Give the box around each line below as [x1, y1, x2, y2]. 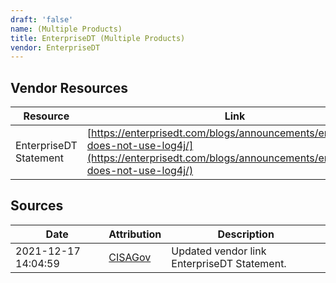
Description [217, 227, 275, 241]
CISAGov [108, 250, 152, 264]
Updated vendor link [171, 244, 267, 258]
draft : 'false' [10, 14, 74, 25]
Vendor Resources [10, 79, 129, 96]
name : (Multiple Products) [10, 24, 123, 34]
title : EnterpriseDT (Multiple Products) [10, 33, 186, 43]
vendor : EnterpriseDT [10, 42, 101, 53]
